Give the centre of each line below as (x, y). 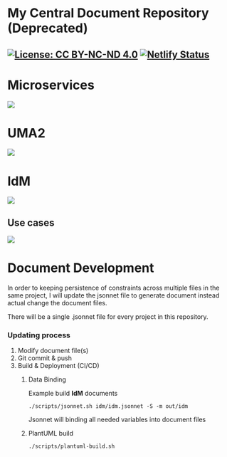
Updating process (39, 335)
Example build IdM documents (73, 394)
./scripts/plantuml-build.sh (72, 446)
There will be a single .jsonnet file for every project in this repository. (108, 317)
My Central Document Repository (108, 13)
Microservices (51, 85)
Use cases (31, 222)
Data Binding (47, 379)
